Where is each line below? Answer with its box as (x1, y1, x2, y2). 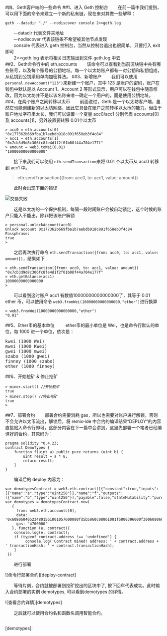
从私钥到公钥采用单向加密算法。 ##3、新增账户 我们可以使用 (5, 74, 138, 79)
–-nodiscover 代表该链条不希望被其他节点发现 (13, 36, 108, 42)
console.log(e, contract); (14, 530, 70, 535)
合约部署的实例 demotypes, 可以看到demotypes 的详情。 (9, 589, 126, 595)
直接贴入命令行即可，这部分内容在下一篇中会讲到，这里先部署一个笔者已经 (5, 425, 158, 430)
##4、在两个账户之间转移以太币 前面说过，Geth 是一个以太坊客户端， (5, 99, 157, 104)
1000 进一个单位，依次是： (19, 328, 75, 334)
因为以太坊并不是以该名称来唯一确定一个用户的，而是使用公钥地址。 (13, 92, 153, 98)
